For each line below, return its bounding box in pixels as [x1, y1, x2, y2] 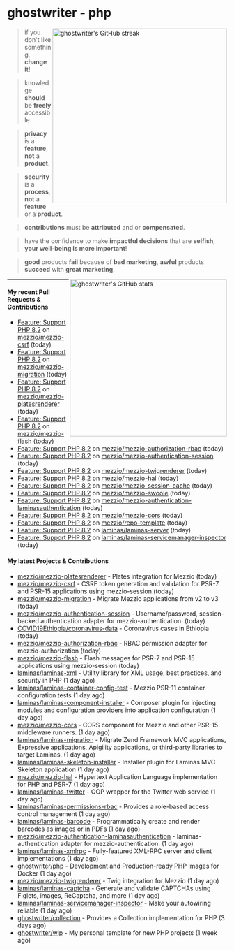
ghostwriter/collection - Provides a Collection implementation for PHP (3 [17, 914, 225, 922]
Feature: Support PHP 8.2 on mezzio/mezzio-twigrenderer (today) [17, 467, 208, 475]
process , [24, 187, 51, 196]
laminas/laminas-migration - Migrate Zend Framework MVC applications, [17, 736, 226, 744]
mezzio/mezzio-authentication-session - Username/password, [17, 609, 198, 618]
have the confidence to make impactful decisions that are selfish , [24, 236, 216, 245]
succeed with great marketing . [24, 265, 115, 273]
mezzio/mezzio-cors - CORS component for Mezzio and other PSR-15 [17, 721, 219, 729]
